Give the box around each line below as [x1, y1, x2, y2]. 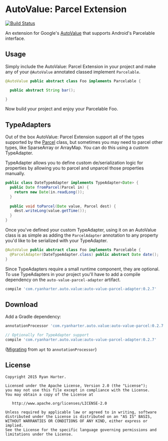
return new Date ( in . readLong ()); [14, 189, 85, 195]
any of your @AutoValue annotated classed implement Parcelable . [5, 69, 141, 75]
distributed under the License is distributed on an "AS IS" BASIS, [5, 414, 152, 419]
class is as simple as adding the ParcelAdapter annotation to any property [5, 232, 158, 238]
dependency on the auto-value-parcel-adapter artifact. [5, 277, 121, 283]
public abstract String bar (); [10, 87, 76, 93]
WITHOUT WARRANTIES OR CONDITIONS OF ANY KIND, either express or [5, 418, 148, 423]
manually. [5, 171, 25, 177]
